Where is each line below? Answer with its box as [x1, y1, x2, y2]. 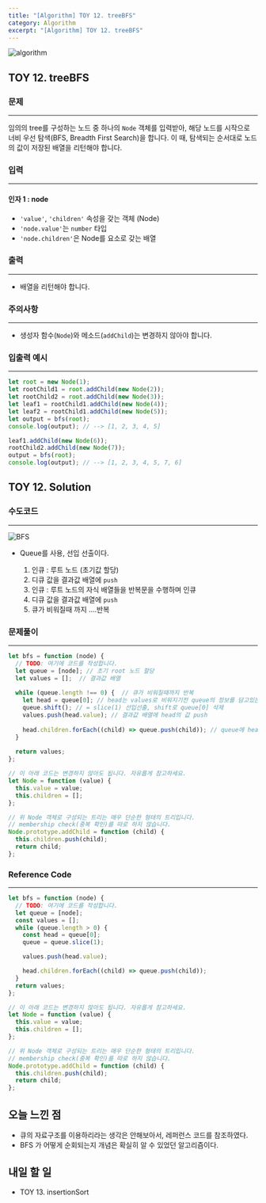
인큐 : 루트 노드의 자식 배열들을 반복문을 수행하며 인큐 [31, 584, 196, 594]
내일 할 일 [8, 1166, 52, 1179]
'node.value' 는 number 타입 [19, 223, 108, 233]
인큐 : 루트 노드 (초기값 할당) [31, 565, 120, 574]
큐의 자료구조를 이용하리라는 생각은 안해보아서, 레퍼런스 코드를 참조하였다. [19, 1130, 249, 1140]
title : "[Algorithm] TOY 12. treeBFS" [8, 11, 136, 20]
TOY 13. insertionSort [19, 1187, 89, 1197]
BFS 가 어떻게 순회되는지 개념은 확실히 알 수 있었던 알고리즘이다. [19, 1140, 219, 1150]
